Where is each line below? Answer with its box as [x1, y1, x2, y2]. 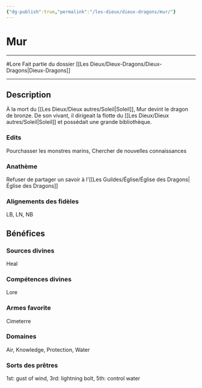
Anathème [6, 162, 38, 170]
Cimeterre [6, 317, 31, 325]
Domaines [6, 332, 37, 340]
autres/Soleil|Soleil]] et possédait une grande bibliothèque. [6, 119, 152, 126]
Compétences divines [6, 275, 72, 283]
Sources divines [6, 246, 55, 254]
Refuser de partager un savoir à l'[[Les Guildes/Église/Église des [6, 176, 166, 183]
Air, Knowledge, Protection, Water [6, 346, 90, 353]
